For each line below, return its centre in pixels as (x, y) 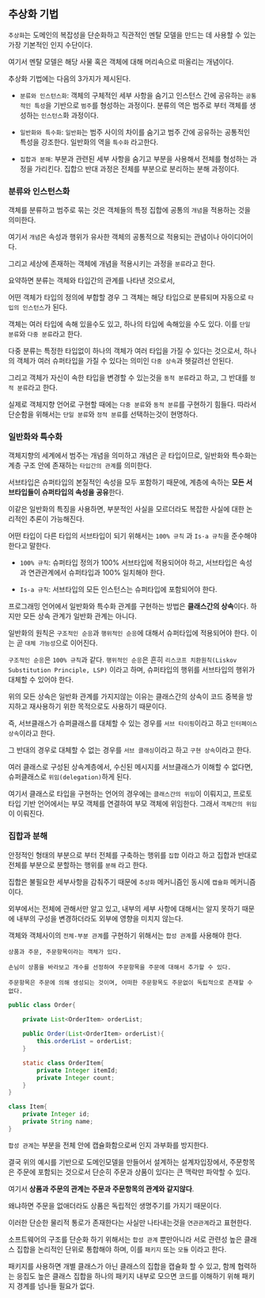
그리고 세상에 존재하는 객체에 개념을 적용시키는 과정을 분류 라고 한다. (112, 263)
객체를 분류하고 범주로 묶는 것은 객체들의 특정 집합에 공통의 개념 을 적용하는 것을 (130, 210)
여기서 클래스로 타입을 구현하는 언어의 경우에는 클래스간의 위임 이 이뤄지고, (120, 794)
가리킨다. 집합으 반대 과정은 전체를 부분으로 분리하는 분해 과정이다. (137, 168)
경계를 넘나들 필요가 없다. (55, 1286)
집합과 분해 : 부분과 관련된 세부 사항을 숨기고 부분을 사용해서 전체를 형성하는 (134, 159)
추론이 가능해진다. (57, 519)
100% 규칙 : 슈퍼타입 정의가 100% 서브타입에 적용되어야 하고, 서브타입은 (129, 563)
